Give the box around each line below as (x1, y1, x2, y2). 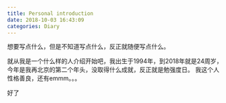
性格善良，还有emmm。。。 (7, 74, 81, 82)
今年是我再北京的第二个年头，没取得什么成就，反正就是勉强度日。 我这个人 (7, 66, 220, 74)
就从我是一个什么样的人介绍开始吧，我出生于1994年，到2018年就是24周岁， (7, 57, 223, 65)
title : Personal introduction (7, 10, 94, 17)
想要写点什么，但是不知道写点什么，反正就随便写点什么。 (7, 43, 170, 51)
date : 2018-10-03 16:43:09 (7, 16, 84, 23)
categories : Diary (7, 23, 60, 30)
